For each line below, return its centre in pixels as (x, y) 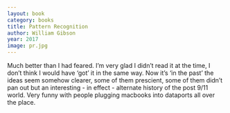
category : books (30, 20)
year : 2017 (23, 40)
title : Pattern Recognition (48, 26)
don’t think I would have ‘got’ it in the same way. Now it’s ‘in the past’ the (110, 73)
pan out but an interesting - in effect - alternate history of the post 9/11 (108, 88)
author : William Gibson (42, 33)
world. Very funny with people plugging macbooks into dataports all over (111, 95)
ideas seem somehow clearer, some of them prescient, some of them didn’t (115, 80)
